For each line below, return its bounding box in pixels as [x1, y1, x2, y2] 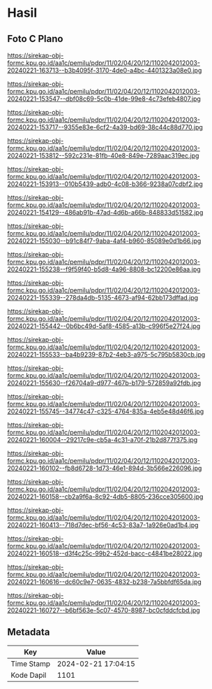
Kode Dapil [10, 670, 47, 680]
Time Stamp [10, 659, 51, 669]
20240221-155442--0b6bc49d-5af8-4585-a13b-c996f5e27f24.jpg [7, 322, 201, 330]
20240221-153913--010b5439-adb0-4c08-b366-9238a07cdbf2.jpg [7, 180, 204, 188]
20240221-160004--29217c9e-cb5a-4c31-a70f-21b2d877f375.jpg [7, 436, 198, 443]
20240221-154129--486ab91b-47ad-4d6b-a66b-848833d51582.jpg [7, 208, 204, 216]
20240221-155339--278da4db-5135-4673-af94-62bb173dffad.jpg [7, 294, 199, 301]
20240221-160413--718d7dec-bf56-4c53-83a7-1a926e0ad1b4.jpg [7, 521, 199, 529]
